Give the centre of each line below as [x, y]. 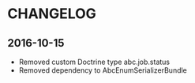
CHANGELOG [52, 14]
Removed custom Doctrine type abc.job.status [94, 62]
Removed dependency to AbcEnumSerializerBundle [103, 70]
